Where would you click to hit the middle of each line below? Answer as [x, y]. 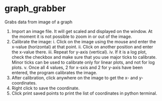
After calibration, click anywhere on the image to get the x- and [75, 78]
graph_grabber [35, 8]
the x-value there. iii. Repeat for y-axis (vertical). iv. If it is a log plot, [79, 52]
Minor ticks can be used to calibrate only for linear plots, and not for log [83, 62]
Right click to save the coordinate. [46, 88]
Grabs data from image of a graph [39, 22]
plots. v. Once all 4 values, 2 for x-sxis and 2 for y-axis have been [77, 67]
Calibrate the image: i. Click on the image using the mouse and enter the [84, 41]
